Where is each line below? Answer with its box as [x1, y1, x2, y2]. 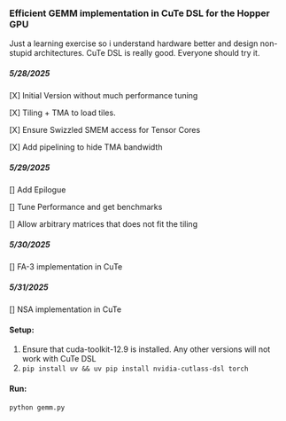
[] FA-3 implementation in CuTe [9, 261, 123, 272]
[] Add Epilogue [9, 184, 66, 195]
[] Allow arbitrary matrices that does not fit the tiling [9, 219, 197, 230]
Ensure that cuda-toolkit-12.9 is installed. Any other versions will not [21, 344, 271, 355]
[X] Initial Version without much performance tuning [9, 90, 198, 101]
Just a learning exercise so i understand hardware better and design [9, 38, 259, 49]
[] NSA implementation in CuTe [9, 304, 122, 315]
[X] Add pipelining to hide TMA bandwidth [9, 142, 163, 152]
